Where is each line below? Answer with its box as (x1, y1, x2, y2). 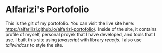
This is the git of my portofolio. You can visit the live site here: (5, 20, 135, 26)
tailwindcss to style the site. (5, 42, 64, 48)
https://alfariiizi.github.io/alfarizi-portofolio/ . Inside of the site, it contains (5, 25, 157, 32)
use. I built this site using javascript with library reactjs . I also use (5, 37, 142, 43)
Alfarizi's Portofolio (5, 4, 89, 15)
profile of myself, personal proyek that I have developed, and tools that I (5, 31, 156, 37)
